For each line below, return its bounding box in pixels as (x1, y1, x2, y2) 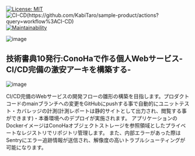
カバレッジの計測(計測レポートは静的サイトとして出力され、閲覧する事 (16, 107, 187, 114)
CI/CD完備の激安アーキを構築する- (6, 65, 131, 75)
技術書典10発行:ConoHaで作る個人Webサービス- (6, 54, 183, 64)
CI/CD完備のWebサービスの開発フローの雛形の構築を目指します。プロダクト (6, 92, 190, 99)
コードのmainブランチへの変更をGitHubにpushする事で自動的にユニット (6, 100, 179, 107)
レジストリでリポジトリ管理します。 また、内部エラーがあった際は (21, 129, 181, 136)
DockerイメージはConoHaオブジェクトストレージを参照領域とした (6, 122, 166, 129)
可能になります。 (6, 144, 47, 151)
